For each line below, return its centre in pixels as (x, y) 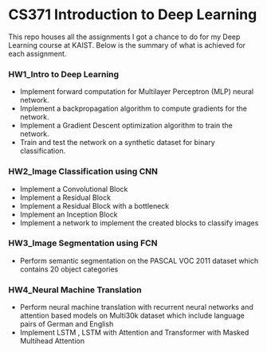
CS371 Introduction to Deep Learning (133, 15)
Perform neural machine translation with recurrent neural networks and (136, 307)
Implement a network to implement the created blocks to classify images (139, 223)
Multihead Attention (52, 341)
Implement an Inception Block (69, 214)
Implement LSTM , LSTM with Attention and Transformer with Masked (134, 333)
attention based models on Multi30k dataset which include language (132, 315)
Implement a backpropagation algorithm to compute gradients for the (133, 108)
